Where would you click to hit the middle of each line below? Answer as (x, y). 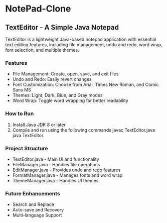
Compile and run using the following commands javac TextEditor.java (84, 130)
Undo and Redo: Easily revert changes (52, 79)
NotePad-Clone (38, 9)
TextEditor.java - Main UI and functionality (56, 159)
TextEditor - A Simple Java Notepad (62, 27)
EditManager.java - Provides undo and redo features (66, 170)
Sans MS (22, 90)
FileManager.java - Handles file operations (56, 164)
